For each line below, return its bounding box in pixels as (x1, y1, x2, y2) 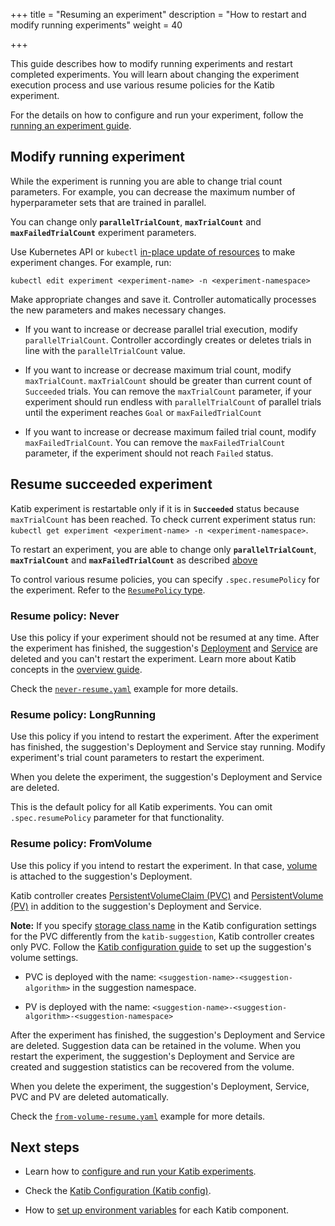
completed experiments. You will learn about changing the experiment (10, 69, 300, 80)
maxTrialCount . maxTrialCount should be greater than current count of (24, 374, 313, 386)
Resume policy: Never (10, 609, 120, 623)
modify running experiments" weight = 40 (10, 19, 183, 31)
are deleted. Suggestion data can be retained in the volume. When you (10, 1039, 302, 1051)
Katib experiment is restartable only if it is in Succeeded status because (10, 502, 300, 514)
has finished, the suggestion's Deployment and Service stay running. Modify (10, 741, 326, 753)
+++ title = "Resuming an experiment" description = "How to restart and (10, 9, 307, 20)
